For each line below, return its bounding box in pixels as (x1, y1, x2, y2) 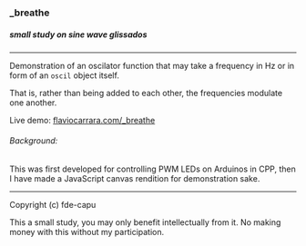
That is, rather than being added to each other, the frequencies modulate (9, 87, 283, 98)
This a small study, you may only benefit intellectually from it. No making (9, 217, 281, 228)
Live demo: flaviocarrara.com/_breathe (9, 114, 156, 125)
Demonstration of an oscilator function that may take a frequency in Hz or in (9, 60, 295, 71)
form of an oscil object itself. (9, 70, 120, 81)
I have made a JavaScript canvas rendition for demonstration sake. (9, 173, 260, 184)
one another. (9, 97, 57, 108)
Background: (9, 135, 58, 146)
